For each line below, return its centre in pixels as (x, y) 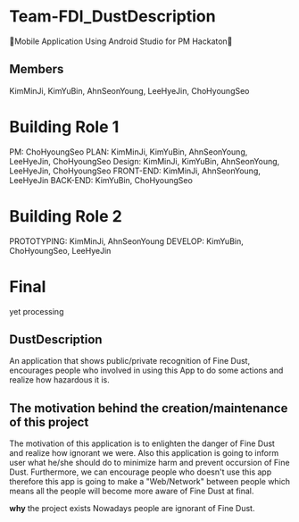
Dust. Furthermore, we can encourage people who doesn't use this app (141, 472)
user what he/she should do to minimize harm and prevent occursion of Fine (149, 463)
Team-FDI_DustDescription (112, 17)
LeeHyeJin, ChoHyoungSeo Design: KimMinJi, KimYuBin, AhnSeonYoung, (145, 161)
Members (37, 69)
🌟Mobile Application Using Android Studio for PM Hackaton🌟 (121, 41)
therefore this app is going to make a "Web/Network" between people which (150, 482)
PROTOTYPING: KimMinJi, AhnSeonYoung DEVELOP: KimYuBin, (126, 241)
